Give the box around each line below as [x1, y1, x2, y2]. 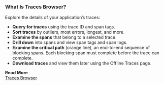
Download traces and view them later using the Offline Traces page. [12, 60, 152, 66]
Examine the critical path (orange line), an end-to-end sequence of [12, 45, 150, 51]
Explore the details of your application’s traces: [5, 15, 100, 21]
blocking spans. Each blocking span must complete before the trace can [12, 50, 160, 56]
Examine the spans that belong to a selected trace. [12, 34, 117, 40]
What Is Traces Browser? [5, 3, 66, 10]
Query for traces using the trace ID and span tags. [12, 24, 116, 30]
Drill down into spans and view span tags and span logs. [12, 40, 128, 45]
